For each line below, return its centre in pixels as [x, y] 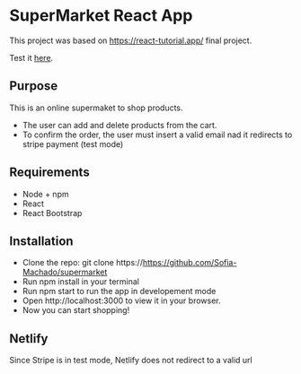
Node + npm [45, 194]
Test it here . [31, 57]
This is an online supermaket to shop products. [96, 108]
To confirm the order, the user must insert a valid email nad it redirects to [157, 135]
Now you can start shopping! [76, 310]
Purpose [34, 86]
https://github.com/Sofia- [190, 263]
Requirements [49, 173]
